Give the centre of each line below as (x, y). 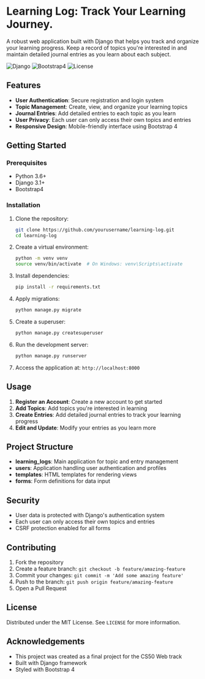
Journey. (30, 24)
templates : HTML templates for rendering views (76, 475)
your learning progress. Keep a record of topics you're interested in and (97, 48)
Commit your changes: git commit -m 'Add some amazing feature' (99, 575)
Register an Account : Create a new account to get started (89, 401)
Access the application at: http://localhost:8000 (77, 367)
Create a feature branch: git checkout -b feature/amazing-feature (100, 569)
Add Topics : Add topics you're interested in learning (81, 408)
